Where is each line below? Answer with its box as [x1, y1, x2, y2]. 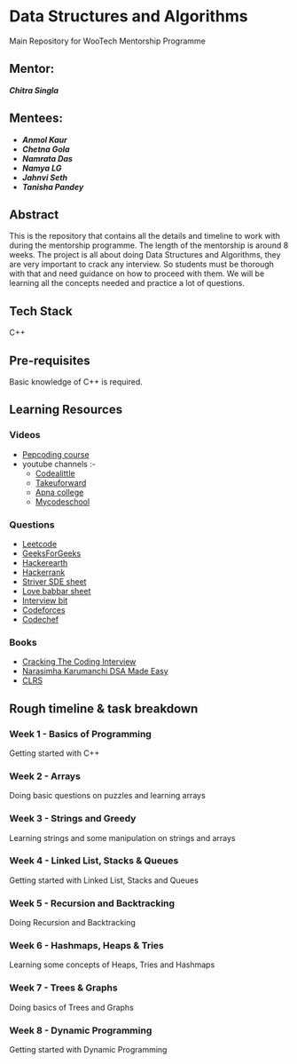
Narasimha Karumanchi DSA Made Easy [21, 666, 168, 677]
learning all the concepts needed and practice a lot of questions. [9, 278, 246, 289]
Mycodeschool [35, 496, 90, 507]
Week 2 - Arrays [9, 770, 82, 782]
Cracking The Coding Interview [21, 656, 137, 667]
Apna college [35, 487, 84, 497]
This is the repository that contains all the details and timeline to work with [9, 231, 281, 242]
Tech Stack [9, 304, 73, 319]
